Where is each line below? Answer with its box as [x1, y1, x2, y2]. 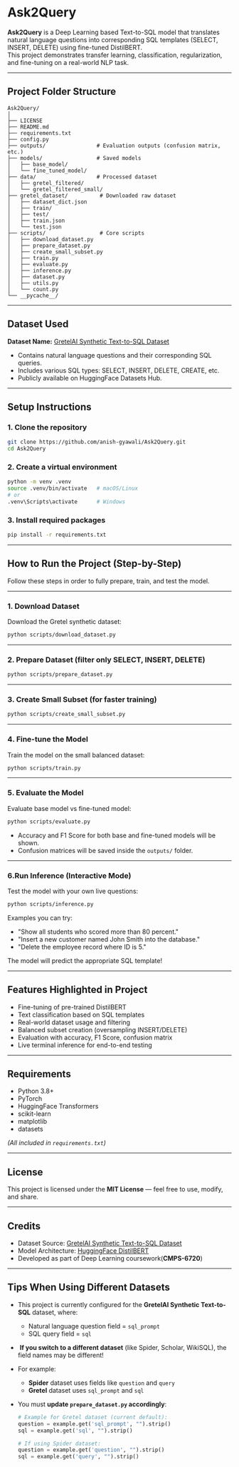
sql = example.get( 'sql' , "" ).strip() [17, 1427, 133, 1434]
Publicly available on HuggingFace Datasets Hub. [17, 373, 162, 382]
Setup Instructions [7, 400, 92, 413]
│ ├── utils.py [7, 279, 59, 286]
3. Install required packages [7, 515, 106, 525]
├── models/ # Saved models [7, 154, 142, 161]
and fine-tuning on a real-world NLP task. [7, 58, 129, 66]
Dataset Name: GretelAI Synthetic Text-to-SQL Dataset [7, 337, 169, 346]
